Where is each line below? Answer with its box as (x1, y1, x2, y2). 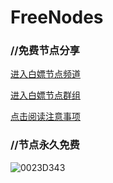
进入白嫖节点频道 (10, 68, 81, 80)
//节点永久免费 (10, 138, 80, 152)
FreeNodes (10, 6, 104, 29)
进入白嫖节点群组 (10, 89, 81, 101)
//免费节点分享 (10, 44, 80, 58)
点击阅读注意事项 (10, 111, 81, 123)
